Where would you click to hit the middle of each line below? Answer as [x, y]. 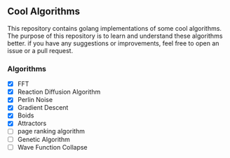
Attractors [32, 123]
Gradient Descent [43, 108]
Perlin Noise [35, 100]
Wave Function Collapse [52, 147]
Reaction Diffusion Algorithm [59, 92]
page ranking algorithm [51, 131]
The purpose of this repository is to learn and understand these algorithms [115, 36]
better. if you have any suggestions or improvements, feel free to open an [113, 43]
